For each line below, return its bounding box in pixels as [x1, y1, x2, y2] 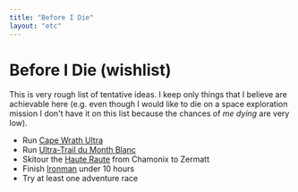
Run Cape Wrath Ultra [21, 135, 104, 146]
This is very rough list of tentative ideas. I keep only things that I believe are [9, 89, 288, 100]
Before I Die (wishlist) [9, 60, 172, 80]
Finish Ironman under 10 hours [21, 163, 135, 174]
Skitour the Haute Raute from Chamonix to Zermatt [21, 154, 210, 165]
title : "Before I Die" [9, 13, 94, 22]
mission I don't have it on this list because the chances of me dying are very [9, 108, 290, 119]
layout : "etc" [9, 21, 63, 30]
